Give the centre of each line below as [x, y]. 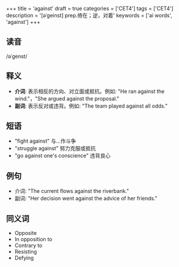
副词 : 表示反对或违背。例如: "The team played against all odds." [91, 106]
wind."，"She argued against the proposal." [67, 98]
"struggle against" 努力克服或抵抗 [55, 148]
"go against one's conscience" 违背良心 [63, 156]
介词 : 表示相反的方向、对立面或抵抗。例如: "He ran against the [89, 91]
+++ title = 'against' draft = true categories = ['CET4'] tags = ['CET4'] [90, 8]
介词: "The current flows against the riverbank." [72, 191]
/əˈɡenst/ [17, 56]
